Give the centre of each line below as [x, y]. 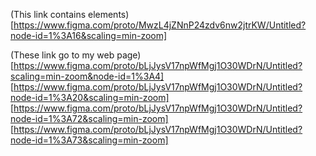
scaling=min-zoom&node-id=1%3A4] [87, 76]
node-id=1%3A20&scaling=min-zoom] [90, 97]
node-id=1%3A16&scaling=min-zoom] [89, 35]
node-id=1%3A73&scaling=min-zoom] [89, 140]
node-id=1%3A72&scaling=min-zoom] [89, 118]
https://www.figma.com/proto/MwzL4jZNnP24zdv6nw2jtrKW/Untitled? [160, 25]
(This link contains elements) [70, 14]
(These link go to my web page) [76, 55]
